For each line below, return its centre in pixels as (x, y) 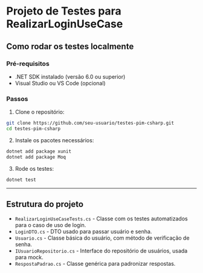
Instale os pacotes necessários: (54, 140)
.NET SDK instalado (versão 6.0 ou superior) (70, 76)
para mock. (29, 257)
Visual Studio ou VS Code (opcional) (60, 83)
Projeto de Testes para (64, 11)
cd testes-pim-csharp (34, 129)
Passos (17, 99)
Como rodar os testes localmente (70, 46)
